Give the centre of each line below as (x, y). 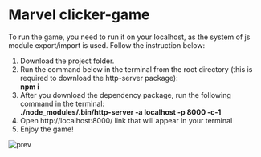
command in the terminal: (62, 103)
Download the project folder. (67, 61)
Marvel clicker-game (79, 15)
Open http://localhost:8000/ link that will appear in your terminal (126, 120)
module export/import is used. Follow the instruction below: (107, 45)
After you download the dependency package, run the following (125, 95)
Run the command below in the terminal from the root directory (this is (136, 69)
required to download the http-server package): (99, 78)
